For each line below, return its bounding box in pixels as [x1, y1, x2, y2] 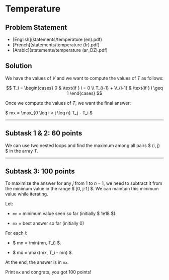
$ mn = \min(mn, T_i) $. [12, 240, 61, 246]
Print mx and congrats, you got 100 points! [5, 269, 92, 275]
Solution [5, 61, 32, 71]
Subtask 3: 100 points [5, 167, 75, 176]
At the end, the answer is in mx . [5, 259, 69, 265]
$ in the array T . [5, 148, 39, 154]
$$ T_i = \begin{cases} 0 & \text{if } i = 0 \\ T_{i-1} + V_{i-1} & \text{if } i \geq [6, 85, 163, 91]
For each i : [5, 230, 28, 236]
